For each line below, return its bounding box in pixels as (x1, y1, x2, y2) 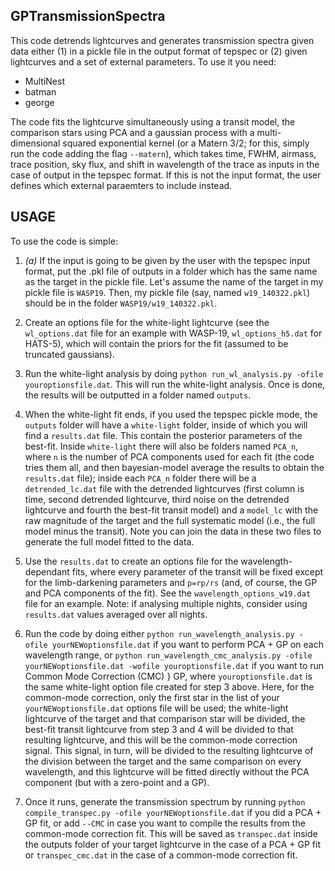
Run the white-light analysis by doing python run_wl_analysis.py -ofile (24, 367, 324, 379)
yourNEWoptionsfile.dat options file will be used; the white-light (24, 702, 289, 714)
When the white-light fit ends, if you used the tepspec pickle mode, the (24, 408, 318, 420)
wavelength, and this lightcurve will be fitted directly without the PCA (24, 765, 310, 778)
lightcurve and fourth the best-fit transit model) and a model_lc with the (24, 504, 319, 516)
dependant (24, 565, 70, 578)
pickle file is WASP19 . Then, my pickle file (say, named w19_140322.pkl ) (24, 286, 311, 298)
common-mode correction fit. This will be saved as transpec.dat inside (24, 827, 318, 839)
